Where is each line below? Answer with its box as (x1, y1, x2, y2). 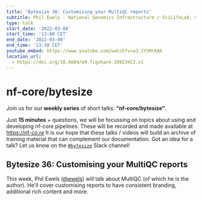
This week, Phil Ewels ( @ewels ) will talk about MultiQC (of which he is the (6, 175, 189, 183)
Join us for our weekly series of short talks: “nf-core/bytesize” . (6, 105, 167, 112)
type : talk (6, 20, 34, 26)
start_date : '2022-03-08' (6, 25, 71, 32)
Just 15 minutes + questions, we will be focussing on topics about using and (6, 117, 196, 124)
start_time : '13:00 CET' (6, 31, 69, 37)
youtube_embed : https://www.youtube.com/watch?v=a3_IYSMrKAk (6, 48, 163, 54)
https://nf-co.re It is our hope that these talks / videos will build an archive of (6, 129, 196, 136)
